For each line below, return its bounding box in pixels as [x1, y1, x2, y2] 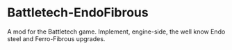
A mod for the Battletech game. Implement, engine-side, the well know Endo [7, 27, 226, 36]
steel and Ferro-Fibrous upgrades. [7, 34, 106, 42]
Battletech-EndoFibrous [7, 5, 149, 21]
